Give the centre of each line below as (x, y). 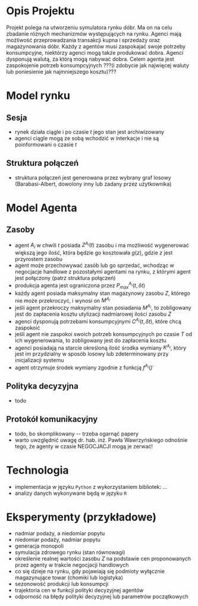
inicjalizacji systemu (39, 360)
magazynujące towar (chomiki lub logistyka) (69, 577)
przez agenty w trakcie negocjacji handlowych (72, 565)
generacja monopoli (39, 546)
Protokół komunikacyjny (52, 420)
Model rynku (38, 96)
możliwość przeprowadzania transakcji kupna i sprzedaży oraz (83, 40)
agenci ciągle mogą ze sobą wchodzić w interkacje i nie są (87, 138)
